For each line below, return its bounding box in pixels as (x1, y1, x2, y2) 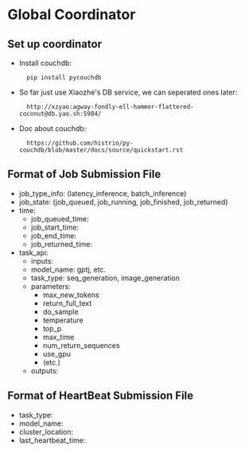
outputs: (30, 365, 59, 375)
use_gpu (42, 349, 72, 358)
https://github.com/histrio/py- (26, 139, 134, 147)
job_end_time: (30, 230, 77, 240)
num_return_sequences (42, 340, 120, 350)
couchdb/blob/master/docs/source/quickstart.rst (18, 146, 184, 154)
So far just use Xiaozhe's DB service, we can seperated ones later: (18, 87, 238, 97)
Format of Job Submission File (7, 168, 161, 181)
